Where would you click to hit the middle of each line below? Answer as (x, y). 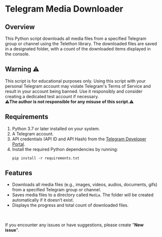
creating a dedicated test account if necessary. (52, 96)
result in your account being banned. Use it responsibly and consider (74, 91)
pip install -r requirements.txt (46, 158)
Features (19, 173)
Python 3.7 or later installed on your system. (56, 128)
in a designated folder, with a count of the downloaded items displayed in (78, 49)
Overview (20, 27)
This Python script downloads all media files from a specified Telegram (76, 38)
